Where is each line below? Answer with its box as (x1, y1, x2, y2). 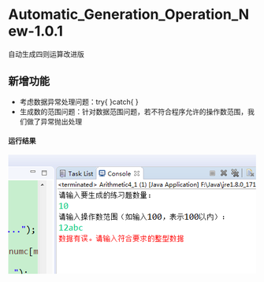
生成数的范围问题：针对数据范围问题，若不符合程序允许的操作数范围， (19, 106, 248, 116)
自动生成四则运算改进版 (8, 49, 84, 58)
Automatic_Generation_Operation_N (8, 6, 250, 24)
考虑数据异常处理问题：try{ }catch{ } (19, 97, 139, 106)
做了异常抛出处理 (26, 117, 83, 126)
